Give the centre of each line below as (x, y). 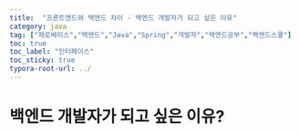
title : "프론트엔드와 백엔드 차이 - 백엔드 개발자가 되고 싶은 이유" (123, 18)
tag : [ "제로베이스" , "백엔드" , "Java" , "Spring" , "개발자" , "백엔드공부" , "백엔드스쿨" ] (150, 35)
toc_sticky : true (42, 60)
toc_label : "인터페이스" (52, 52)
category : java (38, 26)
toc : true (28, 43)
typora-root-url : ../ (51, 69)
